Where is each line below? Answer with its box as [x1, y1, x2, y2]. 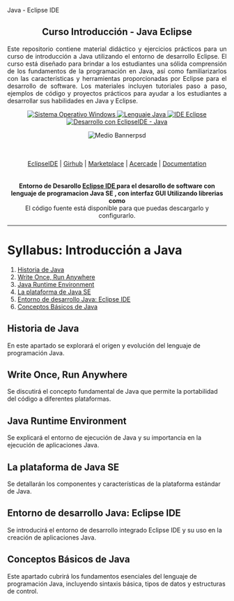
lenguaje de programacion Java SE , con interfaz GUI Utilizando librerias [10, 188, 224, 198]
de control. [7, 586, 38, 595]
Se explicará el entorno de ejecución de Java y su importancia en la [7, 433, 202, 442]
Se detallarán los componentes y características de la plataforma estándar [7, 480, 221, 488]
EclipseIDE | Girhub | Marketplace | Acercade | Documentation [27, 159, 207, 168]
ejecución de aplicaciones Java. [7, 441, 100, 450]
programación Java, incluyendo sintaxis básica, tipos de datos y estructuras [7, 579, 226, 588]
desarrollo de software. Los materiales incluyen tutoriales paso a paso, [7, 82, 227, 90]
